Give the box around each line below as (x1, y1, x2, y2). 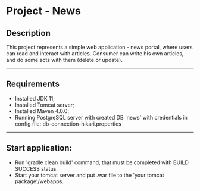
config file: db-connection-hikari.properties (14, 120, 122, 127)
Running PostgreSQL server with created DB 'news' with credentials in (14, 114, 187, 121)
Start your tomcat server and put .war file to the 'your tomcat (14, 171, 165, 179)
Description (6, 28, 51, 38)
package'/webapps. (14, 177, 64, 185)
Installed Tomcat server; (14, 101, 74, 108)
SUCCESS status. (14, 165, 58, 172)
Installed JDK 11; (14, 95, 55, 102)
